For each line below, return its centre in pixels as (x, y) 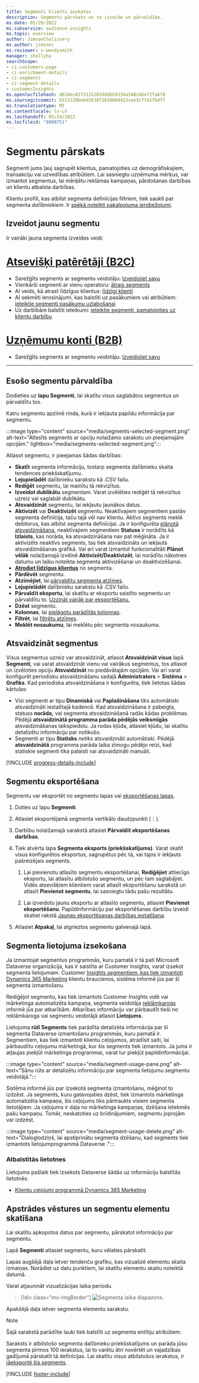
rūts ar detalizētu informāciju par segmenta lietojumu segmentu (112, 1070)
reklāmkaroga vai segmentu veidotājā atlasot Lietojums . (75, 1016)
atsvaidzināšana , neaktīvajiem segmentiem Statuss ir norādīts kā (94, 530)
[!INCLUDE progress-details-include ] (51, 763)
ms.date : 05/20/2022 (32, 23)
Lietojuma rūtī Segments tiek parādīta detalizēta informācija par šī (87, 1027)
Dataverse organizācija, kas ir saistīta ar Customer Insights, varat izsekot (95, 966)
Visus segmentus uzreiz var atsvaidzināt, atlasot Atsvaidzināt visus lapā (95, 658)
